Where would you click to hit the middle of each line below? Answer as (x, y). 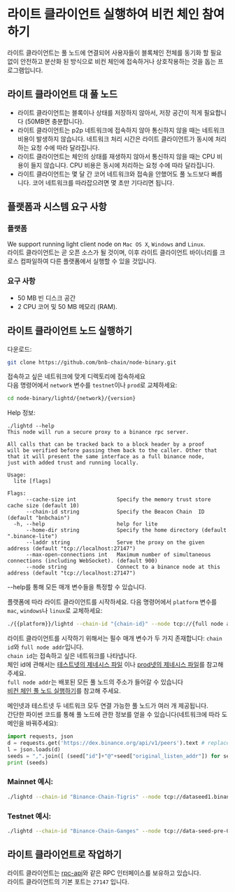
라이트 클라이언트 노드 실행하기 (70, 331)
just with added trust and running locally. (73, 463)
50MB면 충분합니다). (56, 121)
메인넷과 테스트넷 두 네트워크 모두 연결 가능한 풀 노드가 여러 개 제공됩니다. (108, 706)
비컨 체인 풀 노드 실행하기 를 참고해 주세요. (64, 691)
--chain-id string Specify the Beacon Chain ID (115, 512)
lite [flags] (33, 481)
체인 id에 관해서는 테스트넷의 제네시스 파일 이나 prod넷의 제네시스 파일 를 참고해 (115, 665)
